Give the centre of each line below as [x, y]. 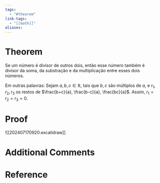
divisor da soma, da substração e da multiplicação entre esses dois [72, 71]
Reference [26, 174]
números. [15, 76]
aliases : [14, 28]
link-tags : [16, 19]
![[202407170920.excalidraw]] [35, 133]
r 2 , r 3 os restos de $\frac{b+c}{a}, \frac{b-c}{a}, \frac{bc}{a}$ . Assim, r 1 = [80, 92]
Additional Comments [50, 152]
